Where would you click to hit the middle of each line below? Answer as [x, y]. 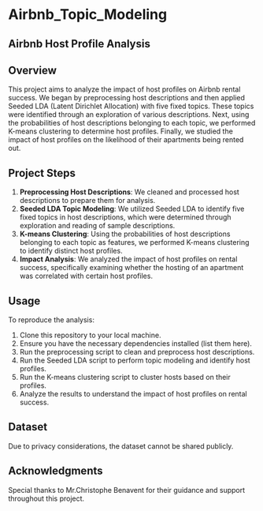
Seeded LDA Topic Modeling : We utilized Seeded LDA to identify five [132, 209]
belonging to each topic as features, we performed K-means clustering [134, 242]
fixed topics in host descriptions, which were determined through [125, 217]
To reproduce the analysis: [51, 320]
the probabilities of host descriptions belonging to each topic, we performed [132, 123]
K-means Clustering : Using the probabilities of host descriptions [125, 234]
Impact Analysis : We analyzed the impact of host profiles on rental [128, 259]
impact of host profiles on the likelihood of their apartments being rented [126, 140]
